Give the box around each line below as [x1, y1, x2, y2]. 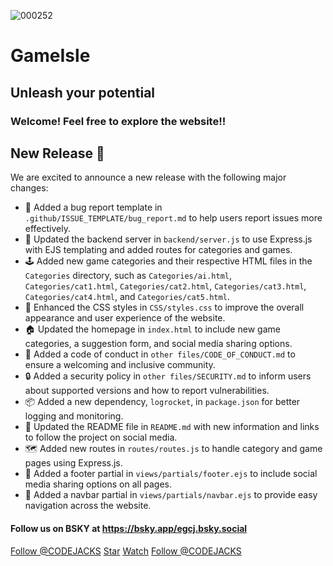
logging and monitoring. [24, 410, 124, 422]
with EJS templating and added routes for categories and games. [24, 244, 293, 256]
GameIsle [10, 45, 91, 67]
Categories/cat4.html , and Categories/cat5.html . [24, 291, 230, 303]
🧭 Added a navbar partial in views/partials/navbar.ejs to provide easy [24, 489, 318, 501]
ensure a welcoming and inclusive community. [24, 359, 216, 371]
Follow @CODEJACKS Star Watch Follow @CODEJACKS [10, 545, 242, 557]
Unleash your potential [10, 84, 156, 101]
